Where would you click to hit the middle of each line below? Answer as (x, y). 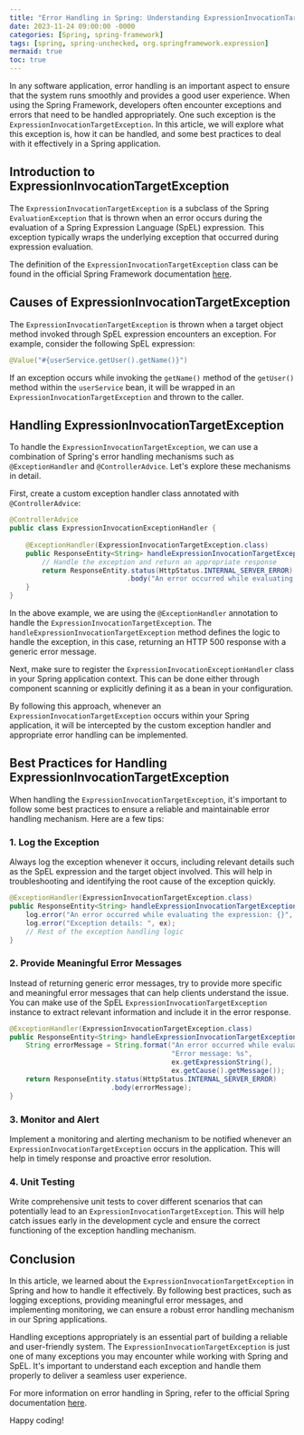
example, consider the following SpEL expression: (102, 343)
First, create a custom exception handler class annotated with (124, 493)
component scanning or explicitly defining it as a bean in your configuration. (152, 688)
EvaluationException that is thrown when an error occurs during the (136, 218)
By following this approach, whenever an (85, 706)
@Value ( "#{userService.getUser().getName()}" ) (99, 360)
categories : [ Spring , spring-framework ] (87, 34)
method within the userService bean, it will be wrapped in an (122, 387)
